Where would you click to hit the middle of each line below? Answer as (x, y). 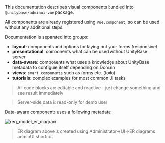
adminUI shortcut (35, 136)
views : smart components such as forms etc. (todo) (64, 73)
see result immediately (40, 93)
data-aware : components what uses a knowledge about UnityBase (81, 62)
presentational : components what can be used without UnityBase (80, 52)
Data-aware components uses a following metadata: (58, 112)
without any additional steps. (34, 27)
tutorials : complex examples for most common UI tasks (69, 78)
